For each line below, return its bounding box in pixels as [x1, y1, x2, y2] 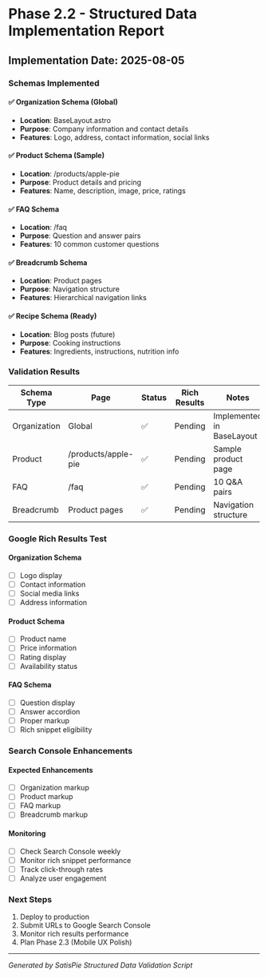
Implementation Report [8, 22, 165, 40]
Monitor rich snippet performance [19, 855, 132, 865]
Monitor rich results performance [19, 929, 129, 939]
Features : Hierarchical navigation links [19, 293, 148, 303]
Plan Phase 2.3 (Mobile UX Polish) [19, 937, 132, 947]
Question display [19, 698, 76, 707]
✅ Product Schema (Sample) [8, 151, 105, 160]
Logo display [19, 570, 62, 580]
